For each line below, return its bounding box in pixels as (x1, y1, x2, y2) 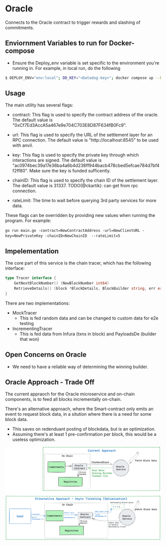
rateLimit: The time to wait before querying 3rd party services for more (12, 198, 157, 204)
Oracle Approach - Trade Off (5, 378, 95, 386)
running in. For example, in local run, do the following (12, 65, 121, 71)
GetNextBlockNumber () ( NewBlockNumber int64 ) (14, 281, 110, 286)
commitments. (5, 24, 35, 30)
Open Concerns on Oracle (5, 350, 86, 359)
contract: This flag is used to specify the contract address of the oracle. (12, 112, 159, 118)
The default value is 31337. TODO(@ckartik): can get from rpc (12, 183, 138, 189)
